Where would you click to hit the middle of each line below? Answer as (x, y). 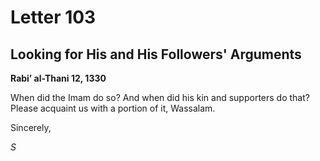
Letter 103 (53, 17)
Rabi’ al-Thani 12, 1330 (58, 78)
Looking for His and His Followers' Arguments (156, 54)
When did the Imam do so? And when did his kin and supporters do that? (160, 97)
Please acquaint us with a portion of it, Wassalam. (113, 108)
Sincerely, (31, 127)
